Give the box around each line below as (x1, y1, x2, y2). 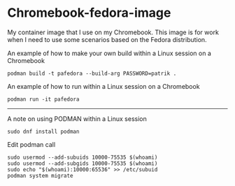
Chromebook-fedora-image (7, 5, 171, 21)
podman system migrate (7, 172, 73, 179)
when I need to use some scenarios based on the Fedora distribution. (7, 35, 208, 43)
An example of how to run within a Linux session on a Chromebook (7, 82, 201, 90)
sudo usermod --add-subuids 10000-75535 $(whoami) (7, 154, 158, 161)
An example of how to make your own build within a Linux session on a (7, 49, 211, 57)
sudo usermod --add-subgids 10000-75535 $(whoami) (7, 159, 158, 167)
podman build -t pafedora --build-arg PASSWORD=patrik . (7, 70, 177, 77)
